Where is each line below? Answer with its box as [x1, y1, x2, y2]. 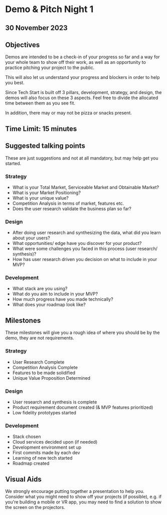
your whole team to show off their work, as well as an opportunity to [5, 59, 146, 65]
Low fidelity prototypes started [12, 409, 77, 415]
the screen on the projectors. [5, 504, 65, 510]
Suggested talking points [5, 142, 85, 150]
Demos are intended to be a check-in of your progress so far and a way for [5, 54, 160, 60]
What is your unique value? [12, 195, 69, 201]
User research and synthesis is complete [12, 399, 97, 405]
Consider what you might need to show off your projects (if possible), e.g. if [5, 494, 162, 499]
